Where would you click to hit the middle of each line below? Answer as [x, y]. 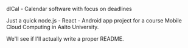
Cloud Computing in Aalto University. [53, 27]
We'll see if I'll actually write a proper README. [65, 39]
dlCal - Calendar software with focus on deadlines [69, 9]
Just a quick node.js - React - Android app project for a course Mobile [94, 20]
